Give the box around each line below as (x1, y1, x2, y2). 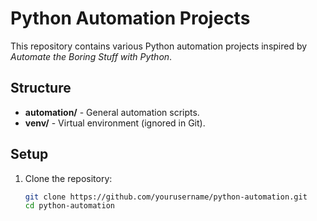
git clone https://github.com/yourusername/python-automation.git (24, 192, 308, 202)
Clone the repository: (24, 172, 113, 184)
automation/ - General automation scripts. (24, 106, 200, 118)
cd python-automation (24, 201, 115, 211)
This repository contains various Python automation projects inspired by (10, 40, 308, 52)
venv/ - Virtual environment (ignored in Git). (24, 117, 206, 129)
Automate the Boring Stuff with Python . (10, 50, 173, 62)
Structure (10, 80, 72, 97)
